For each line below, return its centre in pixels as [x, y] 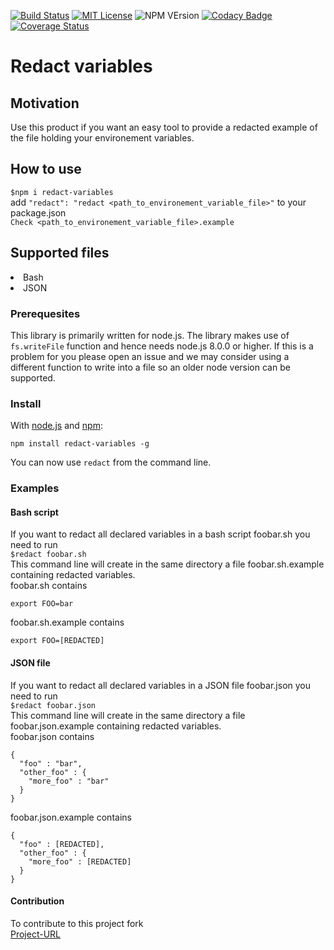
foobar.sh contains [49, 586]
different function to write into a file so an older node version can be [150, 367]
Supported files [60, 253]
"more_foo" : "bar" [69, 781]
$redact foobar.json [53, 705]
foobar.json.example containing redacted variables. [116, 726]
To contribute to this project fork [77, 923]
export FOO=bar [42, 604]
